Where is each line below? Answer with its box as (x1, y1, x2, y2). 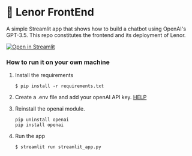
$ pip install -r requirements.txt (14, 83, 104, 89)
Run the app (14, 133, 46, 140)
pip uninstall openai (14, 117, 69, 123)
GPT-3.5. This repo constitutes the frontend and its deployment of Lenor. (6, 31, 186, 38)
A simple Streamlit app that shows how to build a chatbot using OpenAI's (6, 25, 187, 32)
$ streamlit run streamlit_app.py (14, 144, 101, 150)
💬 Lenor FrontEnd (6, 5, 94, 19)
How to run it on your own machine (6, 58, 110, 66)
